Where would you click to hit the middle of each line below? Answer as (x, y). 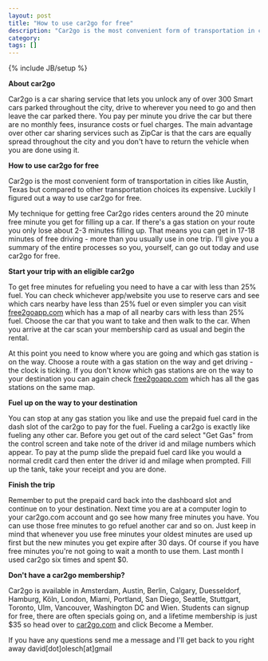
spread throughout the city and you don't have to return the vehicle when (129, 141)
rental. (19, 338)
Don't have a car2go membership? (67, 575)
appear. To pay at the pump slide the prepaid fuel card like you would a (125, 452)
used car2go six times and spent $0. (69, 559)
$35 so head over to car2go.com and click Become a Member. (111, 625)
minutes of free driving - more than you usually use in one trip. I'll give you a (134, 239)
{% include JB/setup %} (48, 68)
